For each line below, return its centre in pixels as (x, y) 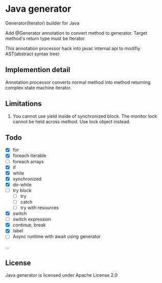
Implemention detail (38, 70)
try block (22, 190)
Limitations (24, 104)
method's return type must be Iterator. (45, 38)
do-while (22, 184)
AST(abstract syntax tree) (32, 54)
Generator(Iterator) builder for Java (42, 23)
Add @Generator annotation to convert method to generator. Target (76, 33)
